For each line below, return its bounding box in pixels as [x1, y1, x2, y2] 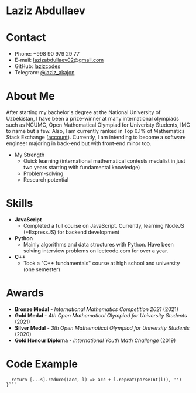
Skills [6, 197, 33, 210]
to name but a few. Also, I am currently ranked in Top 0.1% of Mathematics [6, 128, 185, 135]
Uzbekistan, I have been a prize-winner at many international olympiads [6, 115, 180, 122]
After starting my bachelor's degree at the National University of [6, 109, 161, 116]
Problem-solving [23, 170, 64, 177]
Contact [6, 31, 46, 45]
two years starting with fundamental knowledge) [23, 164, 140, 171]
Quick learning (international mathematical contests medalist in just [23, 158, 185, 165]
